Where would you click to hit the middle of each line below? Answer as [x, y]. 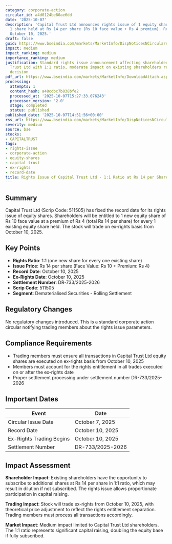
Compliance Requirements [49, 344]
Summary [21, 198]
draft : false [19, 39]
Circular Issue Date [31, 422]
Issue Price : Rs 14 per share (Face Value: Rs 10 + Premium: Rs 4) [81, 266]
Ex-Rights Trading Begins [39, 439]
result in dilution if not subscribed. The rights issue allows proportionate [81, 489]
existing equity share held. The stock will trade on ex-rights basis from [80, 227]
